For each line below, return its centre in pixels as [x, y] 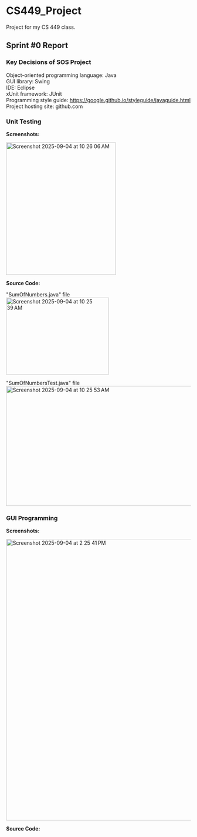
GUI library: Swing [28, 81]
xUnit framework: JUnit [34, 94]
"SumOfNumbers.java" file [38, 294]
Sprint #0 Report [37, 45]
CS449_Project [44, 11]
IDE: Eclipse [21, 87]
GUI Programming [32, 518]
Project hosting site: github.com [45, 106]
